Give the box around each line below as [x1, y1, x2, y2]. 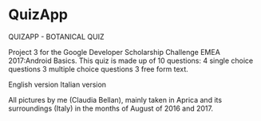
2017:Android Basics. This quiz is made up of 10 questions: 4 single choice [8, 56, 254, 65]
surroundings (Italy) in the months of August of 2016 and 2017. [8, 103, 214, 113]
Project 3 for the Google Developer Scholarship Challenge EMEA [8, 47, 221, 57]
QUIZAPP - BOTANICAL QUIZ [8, 32, 105, 41]
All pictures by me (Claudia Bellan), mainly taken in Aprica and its [8, 95, 222, 104]
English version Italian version [8, 80, 106, 89]
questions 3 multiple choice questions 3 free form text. [8, 64, 189, 73]
